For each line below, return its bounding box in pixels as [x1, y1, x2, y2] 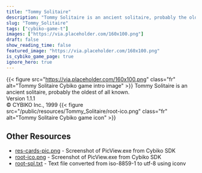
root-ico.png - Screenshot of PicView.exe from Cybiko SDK [14, 154, 162, 161]
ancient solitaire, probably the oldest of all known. [6, 88, 130, 96]
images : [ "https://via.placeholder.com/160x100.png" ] [6, 31, 144, 37]
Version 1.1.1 [6, 94, 35, 102]
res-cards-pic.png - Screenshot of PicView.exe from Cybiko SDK [14, 147, 176, 154]
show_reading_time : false [6, 43, 71, 49]
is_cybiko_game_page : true [6, 53, 74, 59]
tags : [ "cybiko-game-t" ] [6, 25, 69, 32]
